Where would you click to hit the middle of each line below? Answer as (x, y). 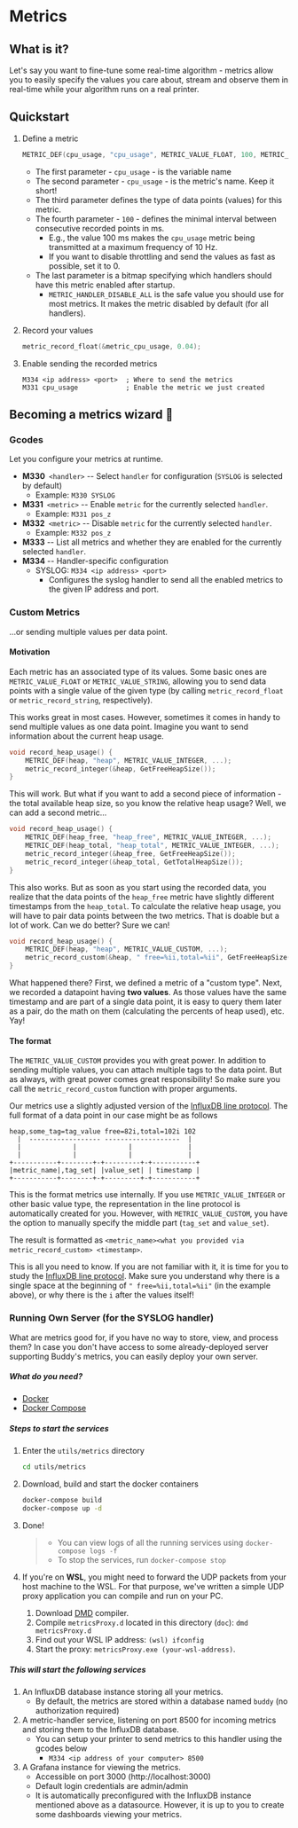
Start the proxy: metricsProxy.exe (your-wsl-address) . (135, 1649)
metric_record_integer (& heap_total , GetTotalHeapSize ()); (134, 862)
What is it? (39, 49)
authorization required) (77, 1711)
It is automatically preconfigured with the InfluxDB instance (143, 1796)
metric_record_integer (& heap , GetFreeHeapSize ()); (121, 769)
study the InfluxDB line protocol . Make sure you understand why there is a (145, 1276)
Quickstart (39, 117)
